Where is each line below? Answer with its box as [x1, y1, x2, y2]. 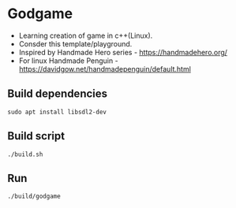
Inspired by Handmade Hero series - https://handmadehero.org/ [18, 47, 228, 57]
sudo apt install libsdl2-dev [7, 108, 107, 116]
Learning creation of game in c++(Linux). [18, 31, 153, 40]
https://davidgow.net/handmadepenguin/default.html [18, 64, 191, 73]
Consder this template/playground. [18, 39, 133, 48]
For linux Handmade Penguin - [18, 56, 119, 65]
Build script [7, 129, 65, 143]
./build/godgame [7, 192, 61, 201]
